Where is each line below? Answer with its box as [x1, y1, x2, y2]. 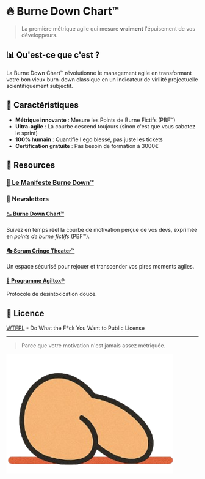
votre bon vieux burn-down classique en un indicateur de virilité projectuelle [6, 75, 198, 83]
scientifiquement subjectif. [6, 82, 73, 89]
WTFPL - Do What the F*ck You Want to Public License [6, 324, 145, 332]
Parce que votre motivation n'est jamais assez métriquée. [21, 342, 166, 349]
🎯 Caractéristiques [6, 100, 79, 111]
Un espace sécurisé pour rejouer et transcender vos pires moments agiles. [6, 263, 195, 270]
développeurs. [21, 31, 58, 39]
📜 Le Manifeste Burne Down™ [6, 178, 95, 187]
